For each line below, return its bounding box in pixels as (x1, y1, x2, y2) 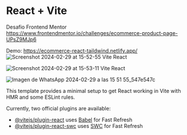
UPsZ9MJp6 (6, 36, 37, 43)
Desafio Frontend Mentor (6, 23, 67, 30)
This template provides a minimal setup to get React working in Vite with (6, 87, 181, 94)
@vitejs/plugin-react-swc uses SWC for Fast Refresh (14, 122, 143, 129)
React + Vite (6, 4, 68, 18)
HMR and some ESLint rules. (6, 94, 75, 101)
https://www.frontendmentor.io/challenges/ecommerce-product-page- (6, 29, 178, 36)
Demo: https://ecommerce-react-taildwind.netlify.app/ (6, 47, 138, 54)
